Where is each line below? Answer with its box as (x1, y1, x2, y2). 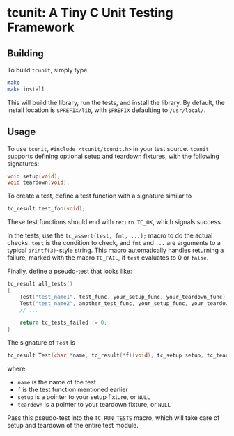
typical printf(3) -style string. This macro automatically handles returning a (7, 246, 224, 255)
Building (7, 47, 44, 59)
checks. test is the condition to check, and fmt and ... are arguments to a (7, 239, 221, 247)
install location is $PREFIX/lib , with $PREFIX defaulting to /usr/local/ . (7, 106, 206, 114)
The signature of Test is (7, 338, 75, 347)
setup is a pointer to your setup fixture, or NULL (17, 393, 151, 401)
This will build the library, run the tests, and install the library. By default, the (7, 98, 225, 107)
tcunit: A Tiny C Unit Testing (7, 5, 173, 21)
